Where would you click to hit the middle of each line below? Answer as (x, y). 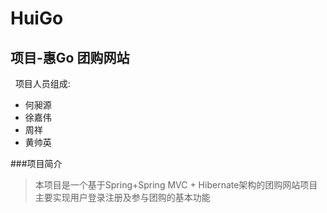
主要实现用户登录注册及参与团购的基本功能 (122, 197)
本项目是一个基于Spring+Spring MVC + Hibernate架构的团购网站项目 (176, 185)
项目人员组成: (42, 83)
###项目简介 (36, 163)
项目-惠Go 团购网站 (70, 57)
